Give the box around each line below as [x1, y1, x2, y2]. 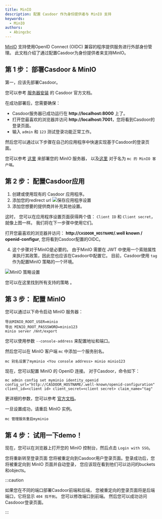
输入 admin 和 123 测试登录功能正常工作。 [12, 129, 94, 135]
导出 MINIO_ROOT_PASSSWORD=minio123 [5, 325, 78, 329]
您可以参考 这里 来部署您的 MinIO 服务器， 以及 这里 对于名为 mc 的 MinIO [5, 155, 150, 161]
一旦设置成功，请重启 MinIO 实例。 [5, 406, 75, 412]
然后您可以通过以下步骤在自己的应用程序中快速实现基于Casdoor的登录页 [5, 139, 150, 145]
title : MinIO [5, 7, 32, 12]
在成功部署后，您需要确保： [5, 100, 61, 106]
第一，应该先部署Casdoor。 [5, 79, 61, 85]
